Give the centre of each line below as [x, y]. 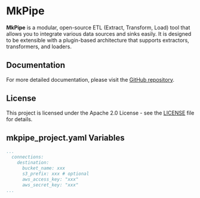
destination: [33, 163]
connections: [28, 157]
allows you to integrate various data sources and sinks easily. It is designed [99, 33]
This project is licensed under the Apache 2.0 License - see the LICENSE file [100, 113]
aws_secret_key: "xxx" [50, 185]
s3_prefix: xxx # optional [56, 174]
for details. [19, 119]
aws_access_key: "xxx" [50, 179]
